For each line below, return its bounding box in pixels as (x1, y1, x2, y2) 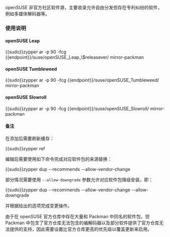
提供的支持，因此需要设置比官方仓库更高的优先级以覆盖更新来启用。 (9, 226, 152, 232)
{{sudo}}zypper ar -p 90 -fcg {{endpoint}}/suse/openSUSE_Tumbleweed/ (5, 77, 159, 83)
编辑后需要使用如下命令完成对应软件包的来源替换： (5, 156, 112, 162)
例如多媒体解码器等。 (5, 11, 50, 17)
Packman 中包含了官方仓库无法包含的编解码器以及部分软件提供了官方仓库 (5, 220, 159, 226)
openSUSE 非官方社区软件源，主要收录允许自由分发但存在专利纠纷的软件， (5, 5, 162, 10)
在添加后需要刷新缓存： (5, 135, 54, 141)
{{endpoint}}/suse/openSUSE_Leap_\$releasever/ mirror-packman (5, 54, 144, 60)
